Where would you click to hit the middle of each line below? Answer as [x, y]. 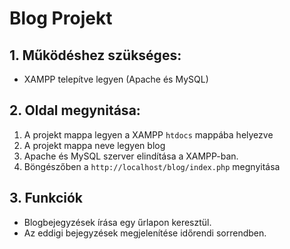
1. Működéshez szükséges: [95, 55]
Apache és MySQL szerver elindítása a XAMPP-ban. [131, 156]
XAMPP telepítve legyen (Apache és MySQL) [116, 79]
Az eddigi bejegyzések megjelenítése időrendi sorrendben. [145, 233]
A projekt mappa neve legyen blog [94, 145]
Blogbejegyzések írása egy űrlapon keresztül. [117, 222]
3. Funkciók [46, 198]
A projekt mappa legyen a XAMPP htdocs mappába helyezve [148, 134]
